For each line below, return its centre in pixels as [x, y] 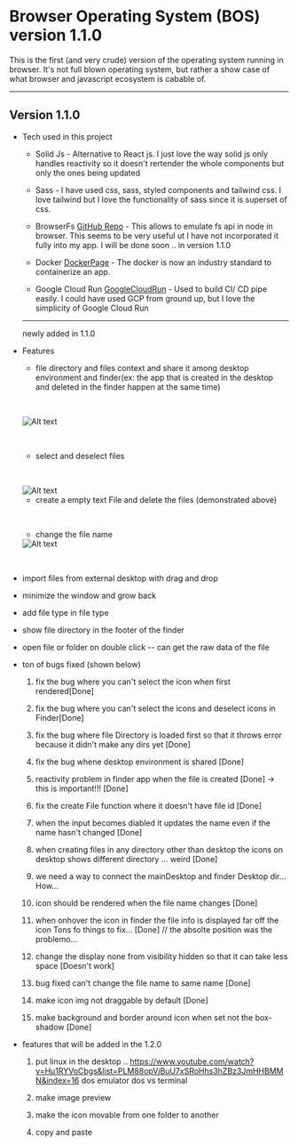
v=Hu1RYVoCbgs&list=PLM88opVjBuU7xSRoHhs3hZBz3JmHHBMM [159, 1070]
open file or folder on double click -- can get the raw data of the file [145, 647]
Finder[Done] [59, 717]
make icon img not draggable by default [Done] [122, 1000]
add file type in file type [65, 612]
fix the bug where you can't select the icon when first [133, 682]
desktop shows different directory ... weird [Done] [126, 859]
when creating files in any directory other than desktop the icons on [159, 849]
